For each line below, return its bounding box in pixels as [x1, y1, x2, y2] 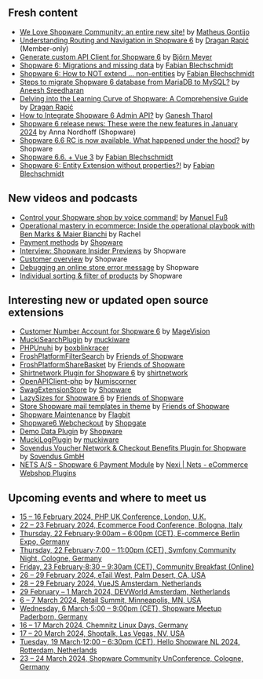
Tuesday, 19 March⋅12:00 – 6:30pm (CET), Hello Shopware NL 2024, [19, 637, 241, 647]
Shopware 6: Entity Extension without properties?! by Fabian [19, 160, 215, 170]
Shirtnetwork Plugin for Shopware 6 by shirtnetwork [19, 368, 188, 378]
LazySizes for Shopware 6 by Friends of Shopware [19, 393, 184, 403]
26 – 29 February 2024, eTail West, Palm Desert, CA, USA [19, 571, 206, 580]
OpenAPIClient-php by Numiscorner [19, 377, 137, 386]
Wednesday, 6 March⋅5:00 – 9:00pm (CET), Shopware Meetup [19, 604, 222, 613]
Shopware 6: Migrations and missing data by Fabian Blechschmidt [19, 60, 234, 70]
